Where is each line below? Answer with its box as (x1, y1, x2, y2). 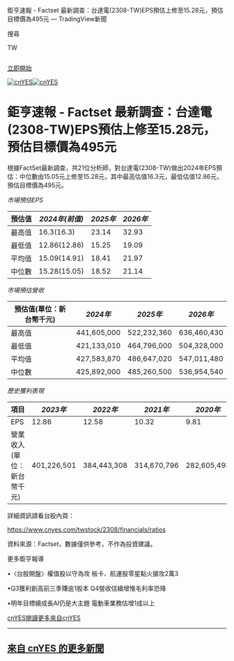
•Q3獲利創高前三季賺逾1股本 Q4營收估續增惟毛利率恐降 (7, 584, 166, 592)
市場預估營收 (7, 286, 44, 294)
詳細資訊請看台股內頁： (7, 511, 75, 520)
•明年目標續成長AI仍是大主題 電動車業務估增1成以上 (7, 598, 155, 607)
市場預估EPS (7, 196, 44, 204)
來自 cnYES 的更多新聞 (7, 643, 104, 655)
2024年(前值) (39, 214, 84, 224)
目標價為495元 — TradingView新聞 (7, 15, 107, 23)
